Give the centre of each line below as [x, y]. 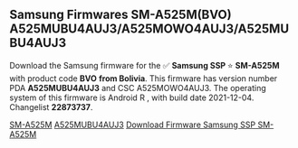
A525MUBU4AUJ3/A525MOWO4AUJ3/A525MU [149, 29]
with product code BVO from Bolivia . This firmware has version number [144, 78]
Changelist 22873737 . [51, 106]
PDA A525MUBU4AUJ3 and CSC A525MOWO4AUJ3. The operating [138, 88]
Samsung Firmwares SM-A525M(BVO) [121, 15]
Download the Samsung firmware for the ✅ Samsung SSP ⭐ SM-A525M [144, 65]
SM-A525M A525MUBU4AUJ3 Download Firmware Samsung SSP [133, 125]
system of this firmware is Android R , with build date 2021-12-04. [132, 97]
